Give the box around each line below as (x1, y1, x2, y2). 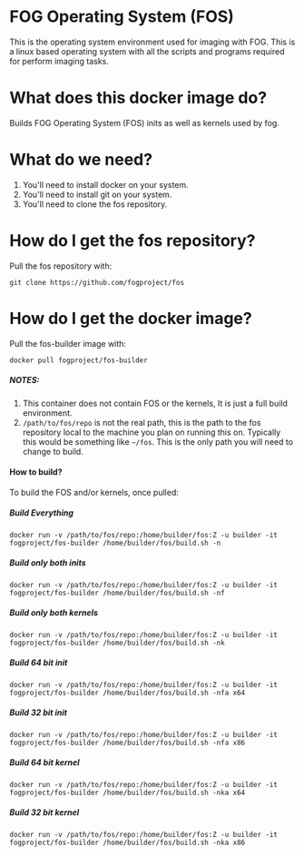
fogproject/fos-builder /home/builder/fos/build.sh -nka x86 (9, 838, 246, 847)
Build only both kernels (9, 607, 98, 618)
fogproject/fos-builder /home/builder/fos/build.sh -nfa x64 (9, 688, 246, 697)
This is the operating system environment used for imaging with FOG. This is (9, 36, 296, 47)
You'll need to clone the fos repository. (22, 198, 168, 210)
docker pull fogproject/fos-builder (9, 356, 148, 365)
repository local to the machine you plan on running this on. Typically (22, 427, 281, 438)
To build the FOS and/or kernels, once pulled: (9, 487, 179, 497)
